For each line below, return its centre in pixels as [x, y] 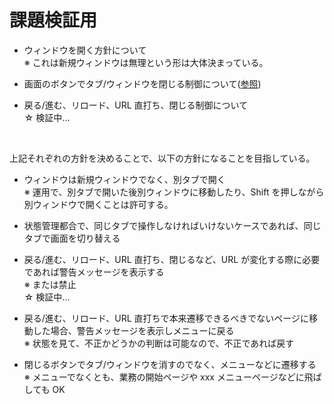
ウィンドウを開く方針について [85, 50]
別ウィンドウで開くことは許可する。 [98, 204]
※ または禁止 [50, 284]
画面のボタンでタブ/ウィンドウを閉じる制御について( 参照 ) [142, 83]
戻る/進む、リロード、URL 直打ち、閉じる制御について [136, 105]
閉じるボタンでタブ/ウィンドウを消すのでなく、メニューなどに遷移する [170, 364]
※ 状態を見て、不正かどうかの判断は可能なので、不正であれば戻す [159, 343]
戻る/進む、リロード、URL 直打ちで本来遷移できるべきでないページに [166, 318]
